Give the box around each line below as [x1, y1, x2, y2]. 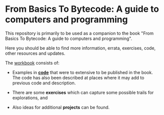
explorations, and [12, 95, 48, 101]
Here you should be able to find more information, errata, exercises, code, [5, 45, 156, 51]
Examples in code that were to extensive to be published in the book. [12, 69, 153, 75]
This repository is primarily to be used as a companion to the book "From [5, 30, 154, 36]
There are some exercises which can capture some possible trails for [12, 89, 154, 95]
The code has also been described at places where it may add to [12, 75, 145, 80]
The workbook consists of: [5, 60, 60, 66]
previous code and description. [12, 80, 76, 86]
